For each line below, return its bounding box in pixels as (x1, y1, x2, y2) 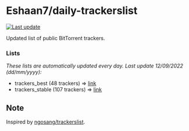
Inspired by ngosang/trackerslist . (6, 118, 86, 126)
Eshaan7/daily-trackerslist (6, 4, 138, 17)
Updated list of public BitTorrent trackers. (6, 34, 106, 41)
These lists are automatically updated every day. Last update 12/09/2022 (6, 62, 184, 69)
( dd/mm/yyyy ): (6, 69, 42, 76)
